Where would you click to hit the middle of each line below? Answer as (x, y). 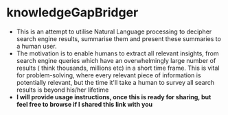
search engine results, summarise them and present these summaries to (118, 38)
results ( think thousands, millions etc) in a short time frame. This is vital (118, 68)
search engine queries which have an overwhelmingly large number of (116, 60)
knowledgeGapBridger (72, 13)
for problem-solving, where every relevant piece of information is (109, 75)
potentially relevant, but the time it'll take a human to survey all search (115, 82)
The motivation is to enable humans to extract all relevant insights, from (117, 53)
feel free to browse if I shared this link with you (84, 104)
